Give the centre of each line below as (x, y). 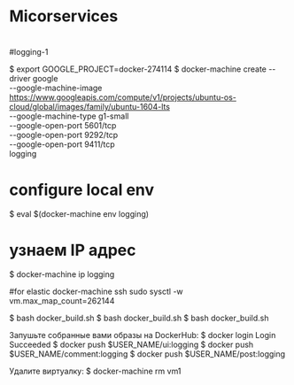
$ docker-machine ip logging (62, 274)
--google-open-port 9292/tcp (64, 135)
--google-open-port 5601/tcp (63, 126)
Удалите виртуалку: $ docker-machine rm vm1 (95, 371)
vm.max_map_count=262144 (62, 301)
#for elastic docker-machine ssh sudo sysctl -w (96, 292)
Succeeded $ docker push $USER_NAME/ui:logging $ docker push (132, 345)
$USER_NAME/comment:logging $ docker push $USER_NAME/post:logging (147, 354)
